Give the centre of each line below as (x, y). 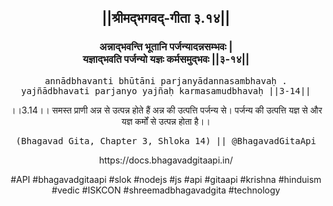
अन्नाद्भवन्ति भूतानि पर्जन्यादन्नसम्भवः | (166, 47)
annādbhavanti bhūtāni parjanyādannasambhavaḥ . (166, 80)
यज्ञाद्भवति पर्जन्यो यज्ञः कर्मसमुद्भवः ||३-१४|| (166, 59)
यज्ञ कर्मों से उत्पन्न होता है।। (166, 121)
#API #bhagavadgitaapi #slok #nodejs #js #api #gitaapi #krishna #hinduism (166, 179)
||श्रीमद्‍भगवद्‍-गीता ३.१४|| (166, 18)
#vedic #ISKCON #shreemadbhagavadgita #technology (166, 190)
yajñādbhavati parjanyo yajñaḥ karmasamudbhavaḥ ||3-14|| (166, 90)
